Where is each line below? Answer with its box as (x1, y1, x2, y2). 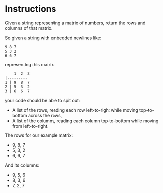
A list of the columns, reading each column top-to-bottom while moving (12, 118, 159, 124)
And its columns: (5, 162, 40, 168)
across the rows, (28, 112, 62, 118)
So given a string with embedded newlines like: (5, 35, 102, 41)
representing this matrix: (5, 62, 55, 67)
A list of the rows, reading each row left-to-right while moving (12, 107, 139, 113)
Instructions (5, 3, 56, 15)
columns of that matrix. (5, 25, 53, 31)
